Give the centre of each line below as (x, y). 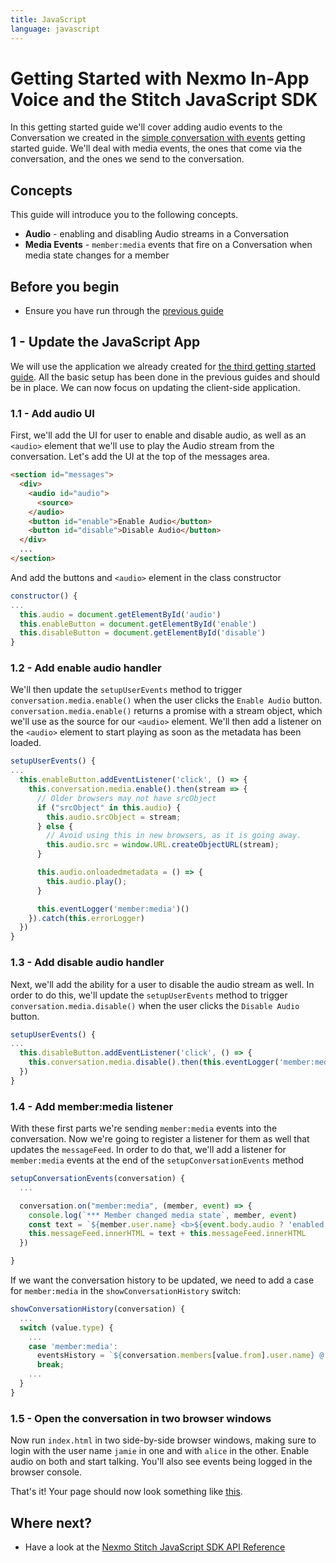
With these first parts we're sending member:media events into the (144, 1128)
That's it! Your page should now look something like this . (126, 1492)
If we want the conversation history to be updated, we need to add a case (162, 1280)
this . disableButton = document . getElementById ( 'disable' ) (143, 633)
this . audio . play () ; (87, 881)
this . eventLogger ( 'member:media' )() (113, 909)
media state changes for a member (97, 255)
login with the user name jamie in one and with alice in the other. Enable (160, 1451)
